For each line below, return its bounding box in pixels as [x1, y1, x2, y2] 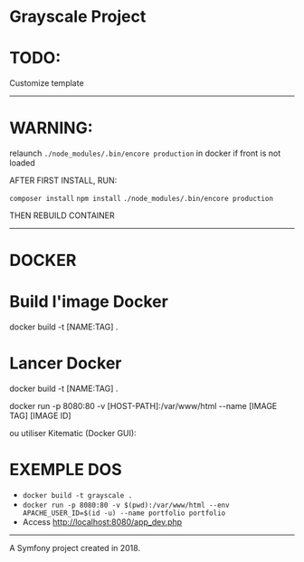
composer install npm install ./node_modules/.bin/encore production [9, 195, 274, 204]
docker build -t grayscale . [22, 491, 133, 500]
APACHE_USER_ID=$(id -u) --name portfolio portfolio [22, 509, 226, 518]
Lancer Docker [9, 353, 122, 374]
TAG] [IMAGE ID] [9, 410, 71, 422]
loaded [9, 157, 36, 168]
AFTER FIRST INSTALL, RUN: [9, 175, 118, 186]
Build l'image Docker [9, 291, 169, 312]
